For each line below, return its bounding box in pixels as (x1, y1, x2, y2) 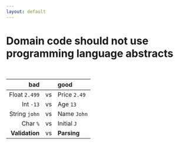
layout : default (6, 8, 46, 15)
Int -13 (21, 100, 40, 108)
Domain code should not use (6, 34, 149, 47)
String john (9, 109, 40, 118)
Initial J (57, 119, 78, 127)
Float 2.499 (9, 90, 40, 98)
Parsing (57, 128, 80, 137)
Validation (11, 128, 40, 137)
